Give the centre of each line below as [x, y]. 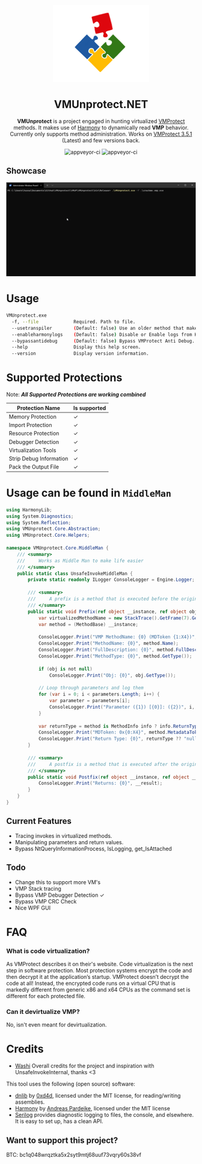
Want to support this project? [62, 1140]
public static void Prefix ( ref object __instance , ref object [107, 612]
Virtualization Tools [32, 450]
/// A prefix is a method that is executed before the [103, 599]
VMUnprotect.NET [101, 104]
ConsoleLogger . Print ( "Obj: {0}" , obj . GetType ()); [112, 675]
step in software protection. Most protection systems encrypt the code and [99, 970]
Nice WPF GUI [33, 908]
